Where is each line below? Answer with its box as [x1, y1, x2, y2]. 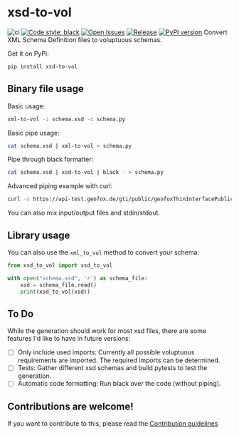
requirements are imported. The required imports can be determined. [17, 356, 221, 364]
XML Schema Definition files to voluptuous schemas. [7, 35, 162, 43]
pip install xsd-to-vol [7, 63, 78, 70]
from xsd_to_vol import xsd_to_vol [7, 262, 113, 269]
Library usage [7, 229, 70, 241]
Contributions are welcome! [7, 400, 134, 412]
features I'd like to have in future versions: [7, 334, 131, 343]
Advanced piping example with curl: [7, 182, 113, 190]
